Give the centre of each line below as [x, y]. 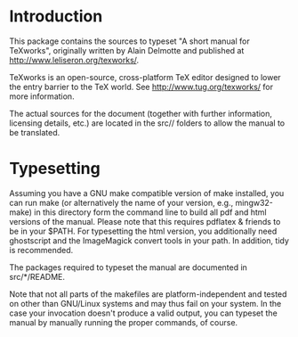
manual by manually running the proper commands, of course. [124, 322]
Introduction [56, 16]
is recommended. [41, 250]
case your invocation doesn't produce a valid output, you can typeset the [143, 313]
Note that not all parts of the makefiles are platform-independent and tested [148, 294]
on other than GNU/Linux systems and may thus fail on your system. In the [145, 303]
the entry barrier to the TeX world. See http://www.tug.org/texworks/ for [141, 86]
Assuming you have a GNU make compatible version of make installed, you [147, 193]
